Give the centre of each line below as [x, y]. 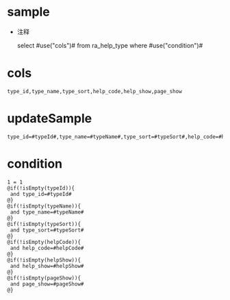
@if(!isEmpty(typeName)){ [44, 206]
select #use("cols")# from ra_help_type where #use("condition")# [110, 45]
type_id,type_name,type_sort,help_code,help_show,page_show [95, 91]
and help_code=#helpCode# [47, 248]
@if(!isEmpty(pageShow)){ [44, 278]
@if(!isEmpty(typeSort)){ [44, 224]
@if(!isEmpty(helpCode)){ [44, 242]
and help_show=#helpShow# [47, 266]
